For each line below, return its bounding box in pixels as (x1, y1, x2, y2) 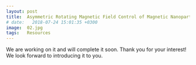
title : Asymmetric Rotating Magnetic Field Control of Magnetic (6, 14, 168, 20)
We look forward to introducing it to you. (6, 52, 103, 59)
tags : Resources (6, 30, 51, 36)
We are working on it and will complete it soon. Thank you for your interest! (6, 46, 187, 53)
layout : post (6, 8, 38, 15)
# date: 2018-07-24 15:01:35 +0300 (6, 19, 98, 25)
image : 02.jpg (6, 24, 43, 31)
